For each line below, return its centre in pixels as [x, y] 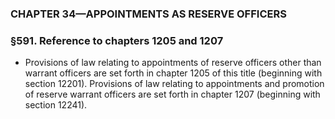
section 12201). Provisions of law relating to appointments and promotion [174, 84]
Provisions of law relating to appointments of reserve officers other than [173, 63]
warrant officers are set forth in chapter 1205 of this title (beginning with [173, 73]
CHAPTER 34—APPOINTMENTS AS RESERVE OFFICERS [148, 14]
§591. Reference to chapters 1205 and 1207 [117, 40]
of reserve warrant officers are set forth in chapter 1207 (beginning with [172, 94]
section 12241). [56, 105]
